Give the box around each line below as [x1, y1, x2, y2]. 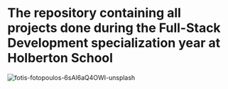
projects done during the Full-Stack [7, 20, 222, 36]
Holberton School [7, 50, 114, 66]
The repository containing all [7, 5, 181, 21]
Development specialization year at [7, 35, 221, 51]
